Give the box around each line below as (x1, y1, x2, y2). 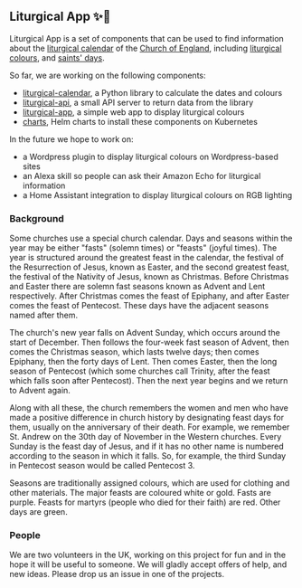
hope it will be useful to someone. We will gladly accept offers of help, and (9, 559, 288, 570)
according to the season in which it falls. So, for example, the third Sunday (9, 450, 287, 461)
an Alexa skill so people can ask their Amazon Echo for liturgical (22, 170, 261, 181)
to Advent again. (9, 385, 71, 396)
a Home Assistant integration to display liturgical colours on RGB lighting (22, 189, 293, 200)
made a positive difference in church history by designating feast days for (9, 413, 285, 423)
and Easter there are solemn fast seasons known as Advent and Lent (9, 281, 266, 292)
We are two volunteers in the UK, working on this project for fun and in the (9, 549, 287, 561)
